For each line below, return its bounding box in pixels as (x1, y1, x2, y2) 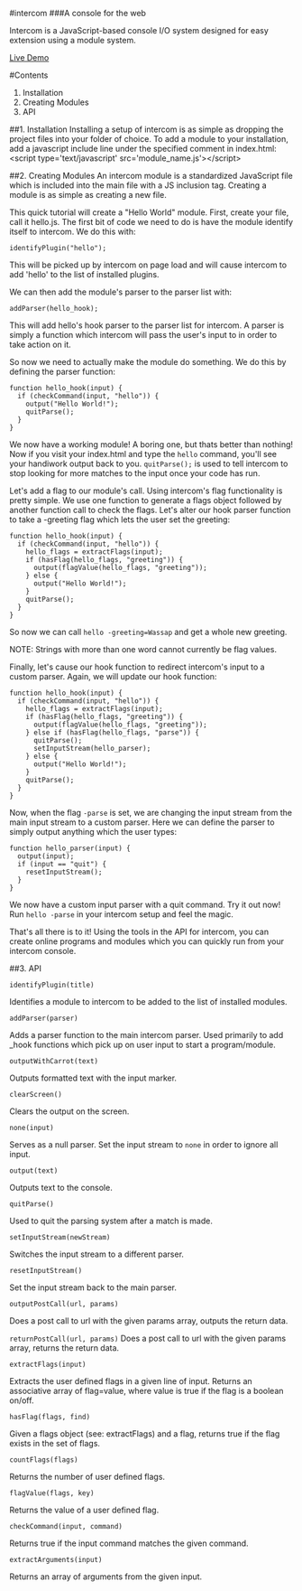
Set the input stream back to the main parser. (9, 1282, 178, 1293)
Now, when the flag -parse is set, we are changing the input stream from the (9, 808, 293, 818)
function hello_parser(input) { (9, 844, 131, 853)
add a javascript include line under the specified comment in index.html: (9, 144, 277, 154)
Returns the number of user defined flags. (9, 1472, 165, 1482)
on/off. (9, 1395, 34, 1406)
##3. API (9, 963, 42, 974)
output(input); (17, 852, 75, 861)
